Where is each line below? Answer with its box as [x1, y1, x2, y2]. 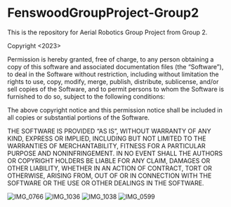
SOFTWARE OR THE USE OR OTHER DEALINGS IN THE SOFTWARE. [7, 178, 204, 187]
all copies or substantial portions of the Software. [7, 113, 150, 122]
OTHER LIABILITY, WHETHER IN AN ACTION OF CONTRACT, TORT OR [7, 164, 212, 172]
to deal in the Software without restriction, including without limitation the [7, 70, 219, 78]
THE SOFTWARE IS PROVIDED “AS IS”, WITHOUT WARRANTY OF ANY [7, 127, 211, 135]
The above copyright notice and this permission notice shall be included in [7, 106, 223, 114]
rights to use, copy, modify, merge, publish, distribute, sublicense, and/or [7, 77, 219, 85]
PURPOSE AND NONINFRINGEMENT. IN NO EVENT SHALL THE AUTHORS [7, 149, 223, 157]
